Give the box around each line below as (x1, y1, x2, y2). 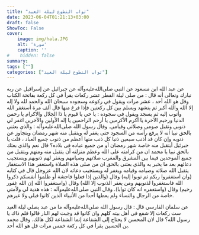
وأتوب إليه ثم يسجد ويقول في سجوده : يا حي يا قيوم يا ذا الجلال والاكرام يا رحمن (7, 110, 182, 117)
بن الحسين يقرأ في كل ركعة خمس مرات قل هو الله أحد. (7, 222, 130, 229)
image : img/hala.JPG (17, 36, 68, 42)
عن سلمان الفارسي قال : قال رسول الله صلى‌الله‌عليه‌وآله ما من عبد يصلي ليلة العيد (7, 203, 189, 210)
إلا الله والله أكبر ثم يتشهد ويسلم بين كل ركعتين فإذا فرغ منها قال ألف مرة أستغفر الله (7, 104, 194, 111)
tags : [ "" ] (7, 63, 34, 70)
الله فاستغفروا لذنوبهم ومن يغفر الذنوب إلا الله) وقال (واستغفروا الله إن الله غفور (7, 179, 183, 187)
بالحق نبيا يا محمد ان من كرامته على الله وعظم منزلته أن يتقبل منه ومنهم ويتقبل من (7, 148, 189, 155)
